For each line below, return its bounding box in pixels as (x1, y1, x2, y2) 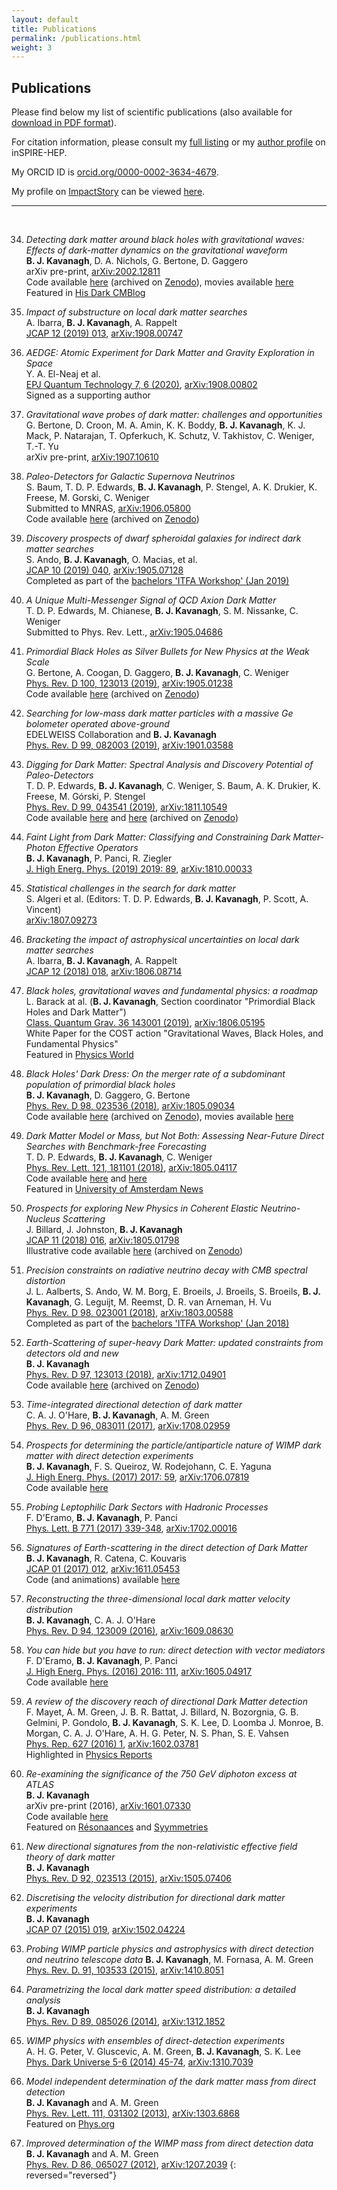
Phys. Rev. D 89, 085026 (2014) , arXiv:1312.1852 (25, 2016, 226, 2028)
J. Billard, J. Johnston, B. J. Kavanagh (25, 1224, 183, 1236)
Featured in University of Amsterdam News (25, 1183, 204, 1195)
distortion (25, 1275, 66, 1287)
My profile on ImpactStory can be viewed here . (11, 186, 206, 198)
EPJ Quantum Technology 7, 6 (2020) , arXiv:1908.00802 (25, 379, 258, 391)
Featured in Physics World (25, 1049, 134, 1061)
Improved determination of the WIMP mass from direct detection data (25, 2137, 314, 2150)
